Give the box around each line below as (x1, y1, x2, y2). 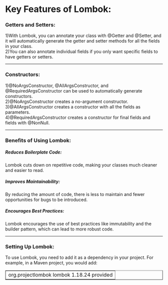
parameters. (5, 109, 30, 115)
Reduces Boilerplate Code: (5, 149, 62, 155)
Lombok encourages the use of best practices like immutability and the (5, 220, 151, 226)
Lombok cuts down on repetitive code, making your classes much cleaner (5, 161, 157, 168)
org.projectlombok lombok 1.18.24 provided (8, 271, 113, 278)
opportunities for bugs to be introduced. (5, 196, 88, 202)
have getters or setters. (5, 54, 53, 60)
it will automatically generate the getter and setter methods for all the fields (5, 38, 160, 44)
